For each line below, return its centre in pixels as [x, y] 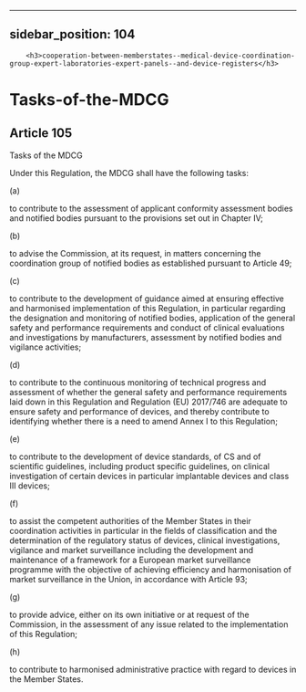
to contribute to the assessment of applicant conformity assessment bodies [151, 208]
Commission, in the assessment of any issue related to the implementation [149, 624]
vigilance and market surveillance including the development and [132, 550]
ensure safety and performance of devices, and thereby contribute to [140, 411]
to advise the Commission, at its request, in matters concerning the [135, 253]
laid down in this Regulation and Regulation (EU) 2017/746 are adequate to [149, 402]
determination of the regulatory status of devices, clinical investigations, [145, 540]
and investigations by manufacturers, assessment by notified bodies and [146, 337]
